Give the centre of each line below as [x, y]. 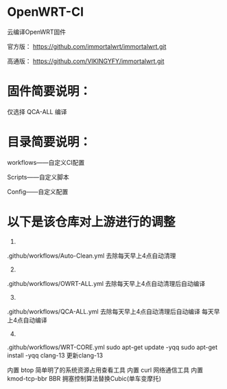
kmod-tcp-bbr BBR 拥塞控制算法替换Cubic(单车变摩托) [84, 378]
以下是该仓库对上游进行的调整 [92, 222]
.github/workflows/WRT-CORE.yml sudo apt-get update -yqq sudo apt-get [112, 347]
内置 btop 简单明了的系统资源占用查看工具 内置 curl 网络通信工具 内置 [105, 370]
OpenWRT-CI [46, 12]
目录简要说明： [49, 142]
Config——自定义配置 [38, 191]
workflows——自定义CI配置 [46, 162]
